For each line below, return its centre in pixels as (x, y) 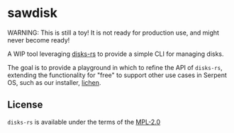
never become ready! (39, 40)
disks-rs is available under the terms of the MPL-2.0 (84, 122)
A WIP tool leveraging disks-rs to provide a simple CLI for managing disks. (116, 54)
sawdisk (33, 13)
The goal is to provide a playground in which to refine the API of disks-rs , (115, 67)
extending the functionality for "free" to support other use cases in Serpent (117, 75)
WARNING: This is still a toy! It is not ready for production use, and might (113, 33)
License (25, 105)
